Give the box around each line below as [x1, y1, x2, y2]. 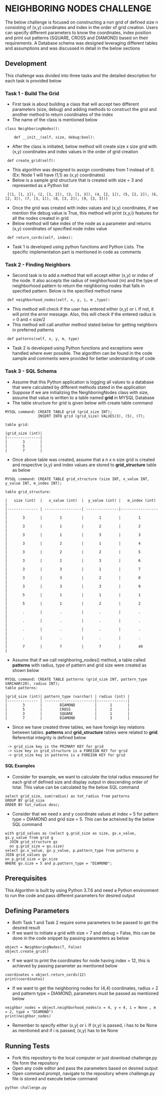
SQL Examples [5, 763, 35, 769]
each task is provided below [5, 78, 62, 83]
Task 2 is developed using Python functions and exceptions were [12, 345, 143, 351]
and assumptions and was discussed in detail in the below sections [5, 45, 141, 51]
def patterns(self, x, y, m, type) [7, 337, 80, 342]
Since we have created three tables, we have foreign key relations [12, 724, 145, 730]
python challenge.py [5, 1085, 47, 1090]
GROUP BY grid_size [5, 798, 45, 803]
